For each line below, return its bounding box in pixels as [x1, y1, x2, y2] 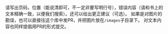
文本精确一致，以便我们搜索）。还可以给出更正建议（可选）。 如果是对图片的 [5, 11, 162, 17]
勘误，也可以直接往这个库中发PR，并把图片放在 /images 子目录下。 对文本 [5, 17, 157, 23]
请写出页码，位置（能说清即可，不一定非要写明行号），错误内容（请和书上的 [5, 5, 163, 10]
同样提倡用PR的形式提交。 [14, 23, 69, 29]
